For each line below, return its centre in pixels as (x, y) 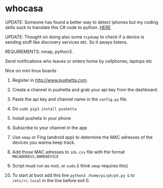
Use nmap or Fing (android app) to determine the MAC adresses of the (82, 137)
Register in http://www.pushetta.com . (50, 80)
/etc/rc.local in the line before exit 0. (51, 180)
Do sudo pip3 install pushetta (44, 108)
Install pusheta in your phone (41, 118)
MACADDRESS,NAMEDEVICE (35, 157)
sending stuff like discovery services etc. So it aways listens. (67, 42)
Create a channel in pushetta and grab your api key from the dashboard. (85, 89)
